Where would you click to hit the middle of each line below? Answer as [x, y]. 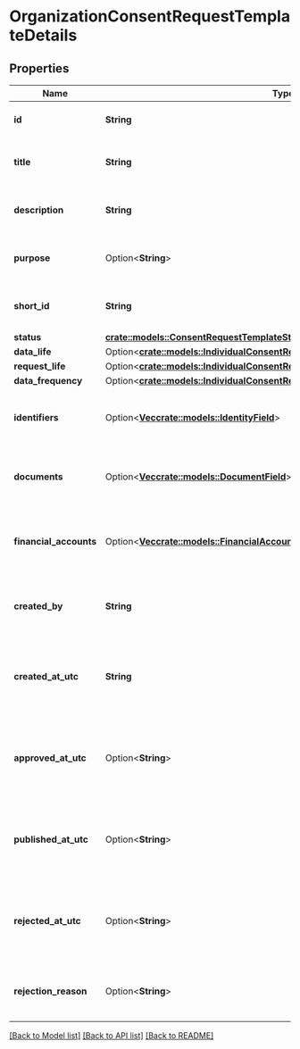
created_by [38, 606]
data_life [33, 352]
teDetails [43, 35]
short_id [32, 306]
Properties [39, 68]
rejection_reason [50, 991]
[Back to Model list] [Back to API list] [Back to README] [112, 1036]
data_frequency [48, 381]
